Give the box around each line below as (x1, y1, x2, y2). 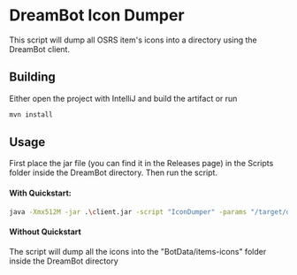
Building (9, 70, 56, 85)
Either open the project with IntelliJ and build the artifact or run (9, 93, 238, 103)
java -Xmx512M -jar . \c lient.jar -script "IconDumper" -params (9, 207, 247, 217)
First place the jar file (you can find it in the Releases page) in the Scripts (9, 158, 274, 169)
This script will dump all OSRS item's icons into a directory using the (9, 34, 258, 45)
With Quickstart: (9, 187, 72, 199)
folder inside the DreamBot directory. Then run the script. (9, 167, 218, 178)
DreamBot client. (9, 43, 71, 54)
